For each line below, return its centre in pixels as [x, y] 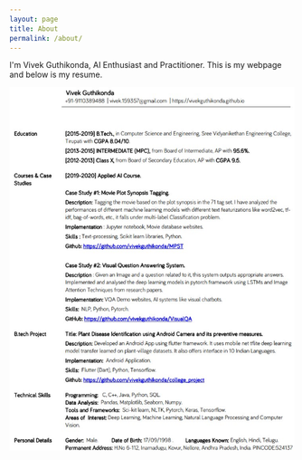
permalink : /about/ [46, 38]
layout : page [34, 19]
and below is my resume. [56, 75]
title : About [34, 29]
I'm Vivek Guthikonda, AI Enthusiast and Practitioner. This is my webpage [146, 65]
